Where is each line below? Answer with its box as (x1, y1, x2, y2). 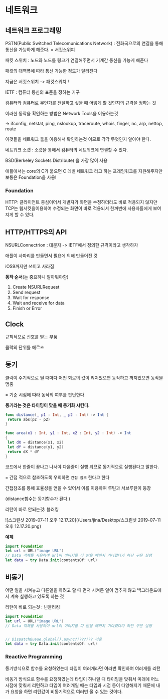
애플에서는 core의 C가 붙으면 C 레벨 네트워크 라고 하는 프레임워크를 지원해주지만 (5, 168, 163, 174)
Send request (12, 289, 41, 296)
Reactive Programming (5, 653, 63, 660)
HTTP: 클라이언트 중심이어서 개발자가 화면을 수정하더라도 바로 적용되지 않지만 (5, 199, 158, 205)
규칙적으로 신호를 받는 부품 (5, 334, 58, 340)
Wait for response (12, 295, 50, 301)
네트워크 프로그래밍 (5, 26, 62, 35)
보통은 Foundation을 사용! (5, 174, 57, 180)
